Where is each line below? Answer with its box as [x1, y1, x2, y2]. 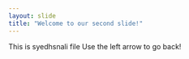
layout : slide [8, 11, 57, 20]
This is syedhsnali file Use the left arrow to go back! [8, 41, 182, 51]
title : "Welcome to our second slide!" [8, 19, 144, 27]
